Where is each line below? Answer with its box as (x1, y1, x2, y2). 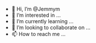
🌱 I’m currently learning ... (11, 18, 74, 24)
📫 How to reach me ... (11, 31, 66, 37)
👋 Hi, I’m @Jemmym (11, 6, 61, 12)
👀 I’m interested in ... (11, 12, 61, 19)
